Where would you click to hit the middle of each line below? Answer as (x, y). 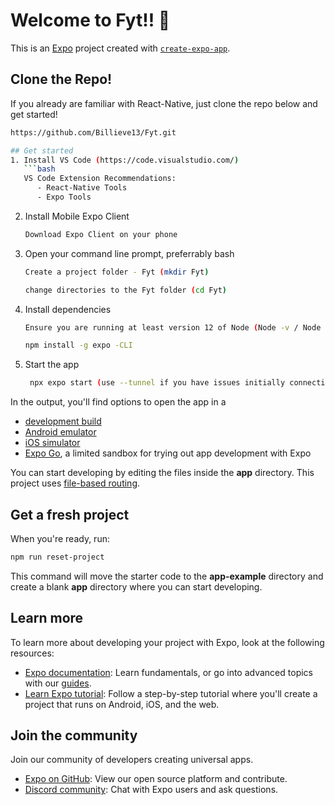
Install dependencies (68, 309)
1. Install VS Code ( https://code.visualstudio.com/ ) (125, 160)
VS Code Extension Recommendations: (100, 179)
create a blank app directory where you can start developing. (136, 586)
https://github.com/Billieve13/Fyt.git (93, 132)
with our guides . (58, 683)
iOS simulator (52, 443)
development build (63, 421)
